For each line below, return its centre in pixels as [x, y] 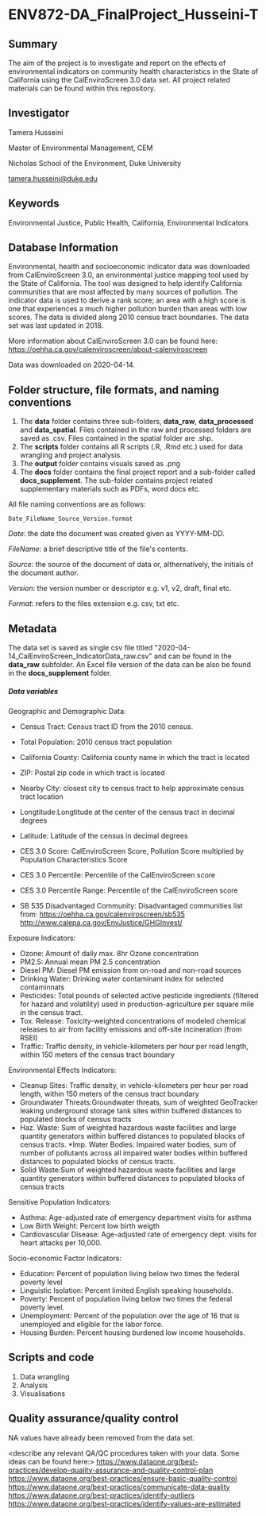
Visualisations [42, 1393]
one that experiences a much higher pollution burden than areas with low [128, 309]
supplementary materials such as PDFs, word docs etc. [110, 489]
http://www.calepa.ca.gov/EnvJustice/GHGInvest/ [101, 923]
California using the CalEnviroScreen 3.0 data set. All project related [119, 80]
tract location [41, 797]
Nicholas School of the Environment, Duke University [95, 163]
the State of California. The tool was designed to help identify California [125, 284]
